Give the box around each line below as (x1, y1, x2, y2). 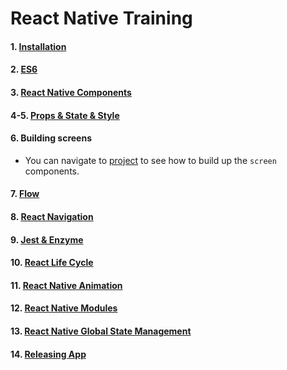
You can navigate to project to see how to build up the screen (24, 154, 277, 166)
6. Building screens (10, 132, 92, 144)
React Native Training (10, 7, 193, 30)
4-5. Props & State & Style (10, 109, 120, 121)
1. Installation (10, 40, 67, 52)
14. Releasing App (10, 348, 87, 360)
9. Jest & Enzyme (10, 233, 84, 246)
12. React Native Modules (10, 302, 118, 314)
